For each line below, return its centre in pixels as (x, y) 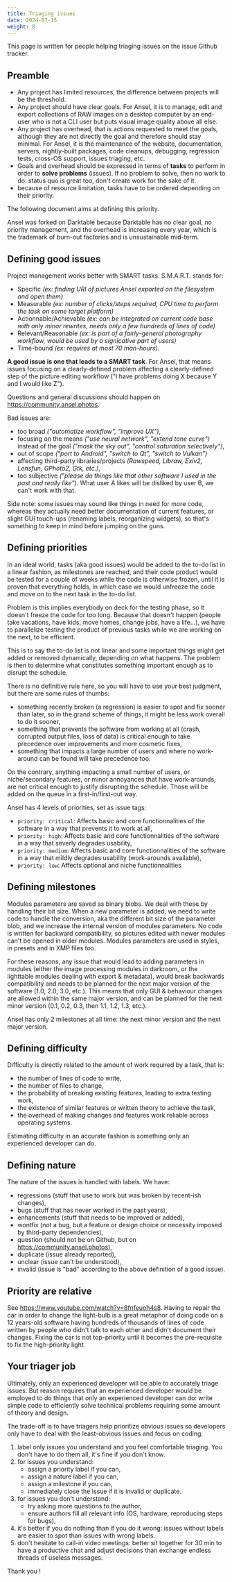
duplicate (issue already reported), (66, 1254)
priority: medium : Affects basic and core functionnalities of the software (121, 850)
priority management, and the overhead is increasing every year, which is (112, 230)
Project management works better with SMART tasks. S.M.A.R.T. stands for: (115, 276)
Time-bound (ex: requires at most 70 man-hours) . (88, 348)
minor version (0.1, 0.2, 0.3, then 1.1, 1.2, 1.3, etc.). (77, 1005)
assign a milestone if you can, (70, 1483)
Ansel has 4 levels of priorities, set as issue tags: (77, 807)
